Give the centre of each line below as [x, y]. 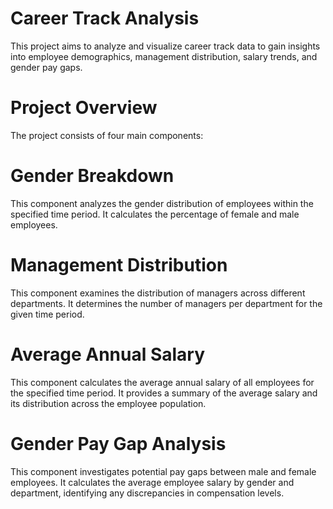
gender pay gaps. [46, 67]
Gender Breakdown [92, 176]
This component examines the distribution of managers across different [158, 293]
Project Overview [84, 108]
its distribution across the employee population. [108, 403]
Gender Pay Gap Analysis [118, 443]
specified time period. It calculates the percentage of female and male [155, 214]
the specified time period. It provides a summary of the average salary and [164, 393]
